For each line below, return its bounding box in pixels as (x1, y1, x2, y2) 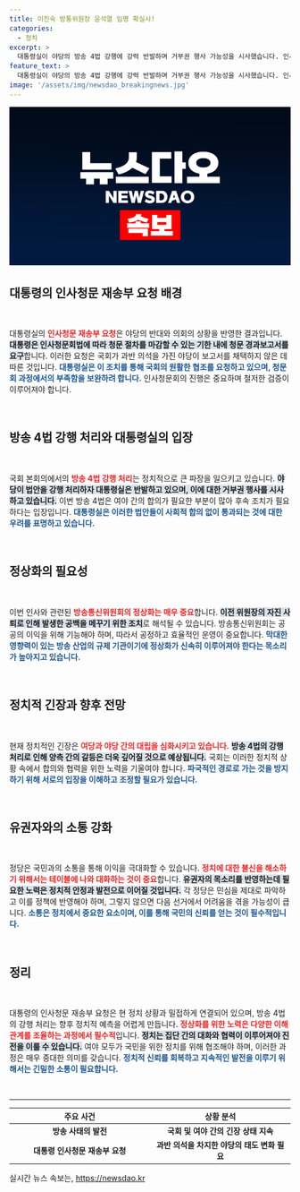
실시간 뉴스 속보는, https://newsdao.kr (9, 1172, 146, 1183)
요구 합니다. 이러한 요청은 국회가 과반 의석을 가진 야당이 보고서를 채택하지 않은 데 (9, 350, 288, 362)
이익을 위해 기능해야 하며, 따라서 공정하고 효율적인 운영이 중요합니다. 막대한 (25, 629, 288, 639)
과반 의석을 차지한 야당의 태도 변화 (155, 1140, 275, 1151)
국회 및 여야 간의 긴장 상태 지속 (167, 1125, 274, 1136)
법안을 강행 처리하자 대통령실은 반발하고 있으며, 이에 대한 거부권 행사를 (25, 484, 268, 494)
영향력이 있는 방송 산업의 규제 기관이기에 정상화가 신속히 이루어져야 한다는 (9, 640, 263, 651)
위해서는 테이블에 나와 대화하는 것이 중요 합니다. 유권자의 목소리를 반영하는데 (18, 874, 281, 885)
